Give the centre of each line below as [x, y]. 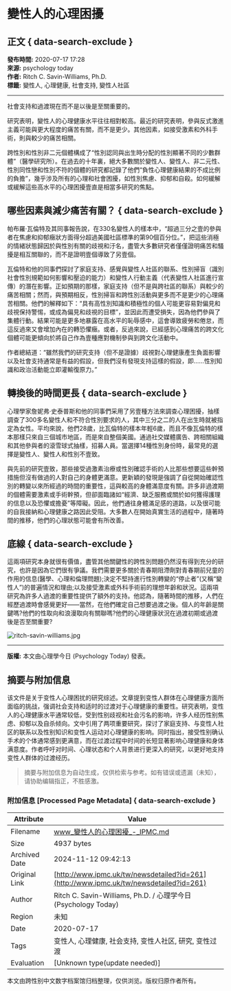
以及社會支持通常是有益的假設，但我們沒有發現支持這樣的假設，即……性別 [112, 361]
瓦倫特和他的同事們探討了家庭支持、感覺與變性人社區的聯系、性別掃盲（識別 [115, 269]
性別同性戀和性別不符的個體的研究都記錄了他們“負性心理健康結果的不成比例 [114, 170]
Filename [25, 831]
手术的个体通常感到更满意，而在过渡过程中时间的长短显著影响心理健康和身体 [115, 741]
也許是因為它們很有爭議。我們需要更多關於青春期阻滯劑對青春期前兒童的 [121, 570]
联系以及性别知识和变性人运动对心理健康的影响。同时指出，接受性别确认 [121, 732]
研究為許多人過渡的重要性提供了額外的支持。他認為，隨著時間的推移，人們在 [115, 596]
